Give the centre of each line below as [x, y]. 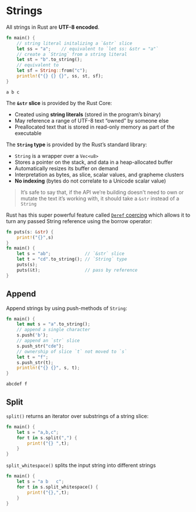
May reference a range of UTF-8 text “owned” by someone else [92, 120]
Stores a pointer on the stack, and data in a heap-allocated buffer [94, 162]
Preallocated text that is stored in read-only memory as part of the [94, 127]
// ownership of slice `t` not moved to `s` [72, 351]
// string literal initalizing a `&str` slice [75, 43]
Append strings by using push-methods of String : [67, 308]
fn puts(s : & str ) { [30, 232]
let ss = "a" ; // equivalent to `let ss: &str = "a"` [88, 49]
